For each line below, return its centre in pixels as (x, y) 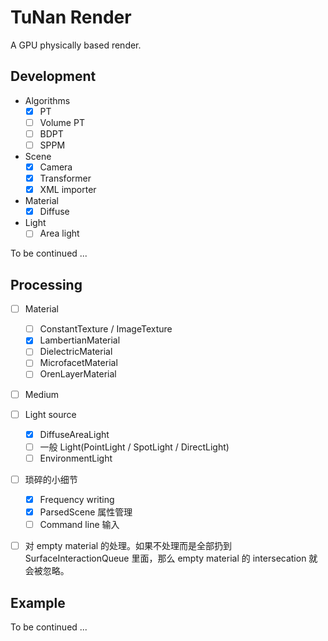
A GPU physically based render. (76, 45)
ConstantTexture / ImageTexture (106, 329)
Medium (42, 394)
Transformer (65, 178)
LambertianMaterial (80, 340)
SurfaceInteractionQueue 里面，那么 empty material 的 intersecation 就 (171, 558)
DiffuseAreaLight (74, 434)
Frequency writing (77, 499)
